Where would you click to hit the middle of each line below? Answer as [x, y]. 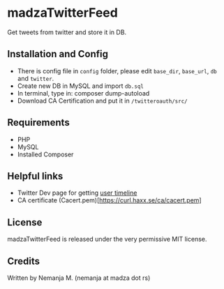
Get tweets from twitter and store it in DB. [67, 32]
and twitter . [36, 78]
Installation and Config [58, 54]
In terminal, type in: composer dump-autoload [83, 93]
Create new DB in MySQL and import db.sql [81, 86]
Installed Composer [45, 154]
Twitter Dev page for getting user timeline [77, 193]
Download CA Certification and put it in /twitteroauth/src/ [102, 101]
